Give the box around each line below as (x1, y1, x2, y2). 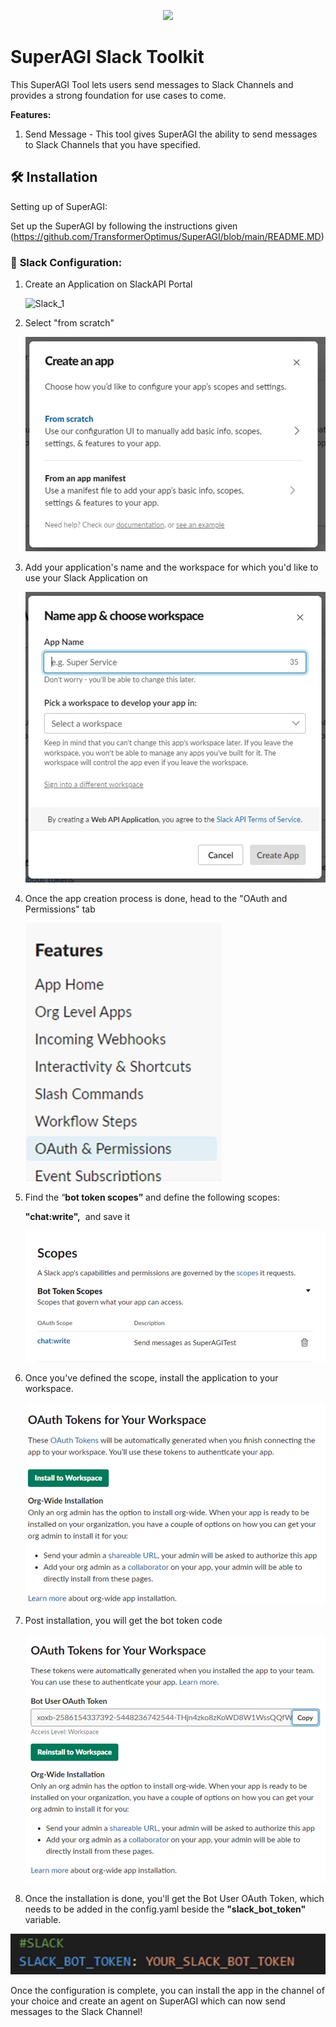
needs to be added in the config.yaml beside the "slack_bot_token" (24, 1903, 307, 1915)
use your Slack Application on (24, 571, 148, 584)
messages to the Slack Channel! (10, 2005, 143, 2017)
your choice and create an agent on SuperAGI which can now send (10, 1995, 286, 2007)
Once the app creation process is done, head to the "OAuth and (24, 892, 288, 904)
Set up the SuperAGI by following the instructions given (10, 220, 238, 232)
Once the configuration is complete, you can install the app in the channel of (10, 1984, 325, 1996)
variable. (24, 1913, 62, 1925)
